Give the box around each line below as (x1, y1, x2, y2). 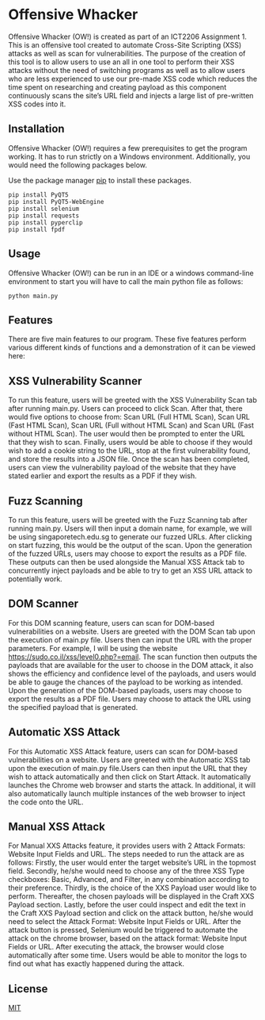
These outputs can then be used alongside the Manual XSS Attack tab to (8, 558, 245, 566)
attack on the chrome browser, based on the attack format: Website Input (8, 934, 248, 943)
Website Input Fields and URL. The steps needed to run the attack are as (8, 849, 245, 859)
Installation (8, 122, 65, 136)
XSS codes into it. (8, 99, 66, 109)
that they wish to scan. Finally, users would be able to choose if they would (8, 438, 253, 447)
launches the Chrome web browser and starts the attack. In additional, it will (8, 780, 256, 790)
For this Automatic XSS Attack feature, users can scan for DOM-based (8, 746, 238, 756)
